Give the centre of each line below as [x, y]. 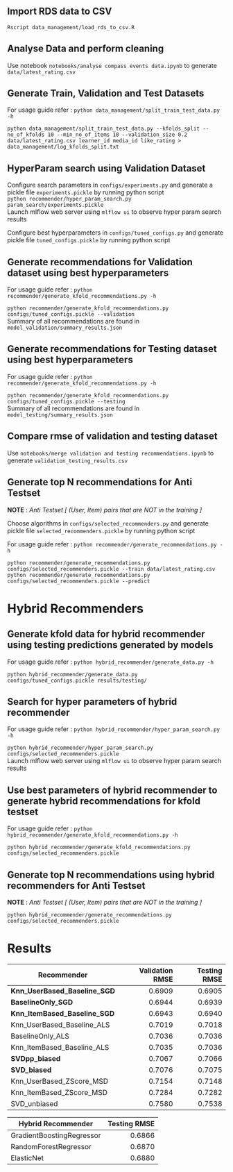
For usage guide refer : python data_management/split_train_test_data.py [114, 110]
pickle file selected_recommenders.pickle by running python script [101, 530]
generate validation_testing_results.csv [68, 460]
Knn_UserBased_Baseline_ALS [60, 1025]
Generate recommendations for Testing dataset [112, 349]
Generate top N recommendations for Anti [100, 482]
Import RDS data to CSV [60, 11]
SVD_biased [31, 1070]
